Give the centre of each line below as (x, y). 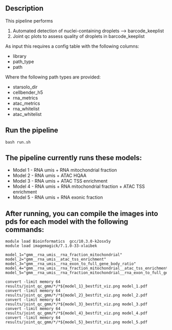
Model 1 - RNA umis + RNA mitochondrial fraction (65, 170)
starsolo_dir (25, 87)
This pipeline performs (29, 21)
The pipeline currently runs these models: (74, 158)
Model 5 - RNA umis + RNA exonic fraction (58, 198)
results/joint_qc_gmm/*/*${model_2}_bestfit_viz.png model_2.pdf (76, 295)
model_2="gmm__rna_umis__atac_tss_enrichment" (56, 259)
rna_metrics (25, 98)
